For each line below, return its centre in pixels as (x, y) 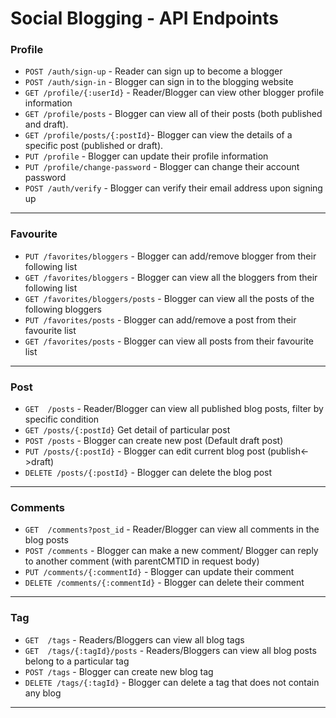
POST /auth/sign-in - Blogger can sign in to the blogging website (159, 82)
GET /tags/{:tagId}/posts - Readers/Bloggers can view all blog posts (170, 650)
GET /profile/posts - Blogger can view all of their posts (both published (173, 114)
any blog (43, 693)
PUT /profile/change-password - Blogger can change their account (162, 167)
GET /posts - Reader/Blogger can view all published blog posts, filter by (174, 409)
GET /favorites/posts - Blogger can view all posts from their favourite (169, 341)
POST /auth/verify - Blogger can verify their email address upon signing (173, 188)
